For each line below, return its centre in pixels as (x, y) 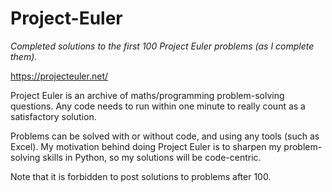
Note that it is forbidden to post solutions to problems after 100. (141, 176)
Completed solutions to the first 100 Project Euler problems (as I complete (162, 46)
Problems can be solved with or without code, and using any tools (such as (165, 136)
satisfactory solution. (53, 116)
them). (24, 56)
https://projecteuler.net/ (59, 76)
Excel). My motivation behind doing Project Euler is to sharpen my (146, 146)
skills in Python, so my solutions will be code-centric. (152, 157)
